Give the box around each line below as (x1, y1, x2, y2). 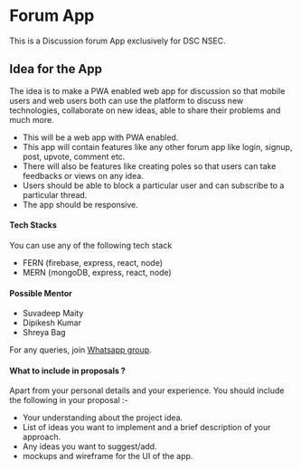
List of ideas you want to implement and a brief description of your (22, 422, 271, 433)
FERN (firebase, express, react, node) (22, 257, 164, 268)
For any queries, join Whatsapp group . (9, 344, 152, 355)
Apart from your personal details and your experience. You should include (9, 385, 285, 396)
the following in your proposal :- (9, 395, 128, 406)
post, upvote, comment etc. (22, 151, 126, 162)
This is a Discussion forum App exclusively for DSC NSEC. (9, 35, 226, 46)
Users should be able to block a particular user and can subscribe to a (22, 180, 285, 191)
